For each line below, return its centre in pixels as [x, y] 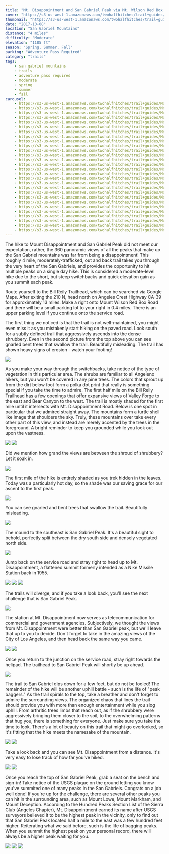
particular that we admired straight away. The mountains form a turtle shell [82, 412]
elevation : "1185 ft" [28, 43]
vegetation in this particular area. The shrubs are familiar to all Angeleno [80, 374]
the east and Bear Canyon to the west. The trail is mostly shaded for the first [84, 401]
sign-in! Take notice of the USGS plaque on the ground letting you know [80, 783]
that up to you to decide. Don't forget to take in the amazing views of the [80, 633]
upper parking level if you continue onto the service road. [65, 313]
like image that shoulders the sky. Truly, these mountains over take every [81, 417]
